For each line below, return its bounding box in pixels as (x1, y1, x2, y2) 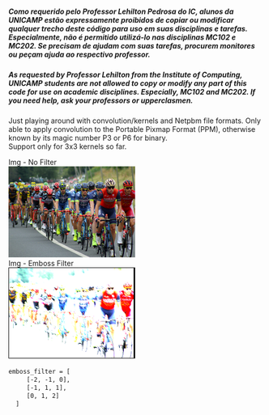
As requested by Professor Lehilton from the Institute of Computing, (8, 70, 243, 79)
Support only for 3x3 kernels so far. (8, 142, 127, 151)
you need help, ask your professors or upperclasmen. (8, 95, 194, 105)
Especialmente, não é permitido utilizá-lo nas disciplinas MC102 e (8, 32, 237, 42)
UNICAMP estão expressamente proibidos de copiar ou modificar (8, 15, 234, 24)
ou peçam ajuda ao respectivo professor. (8, 49, 151, 59)
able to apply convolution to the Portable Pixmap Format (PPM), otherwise (8, 125, 256, 134)
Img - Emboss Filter (8, 259, 75, 269)
